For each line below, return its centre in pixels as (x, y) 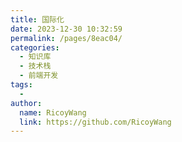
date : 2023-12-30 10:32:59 (66, 29)
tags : (21, 85)
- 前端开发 (39, 76)
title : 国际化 (37, 19)
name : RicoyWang (53, 112)
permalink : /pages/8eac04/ (66, 38)
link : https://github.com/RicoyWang (95, 122)
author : (26, 103)
